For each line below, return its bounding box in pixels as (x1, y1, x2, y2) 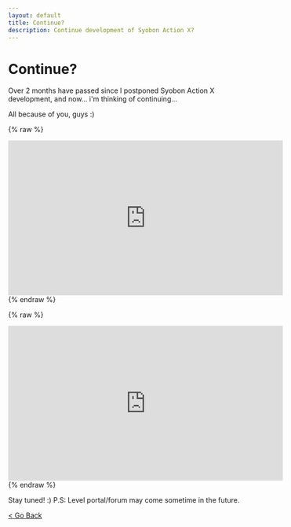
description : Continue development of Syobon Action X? (8, 26, 195, 34)
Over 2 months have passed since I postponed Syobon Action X (8, 86, 215, 95)
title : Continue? (8, 19, 65, 27)
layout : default (8, 11, 61, 20)
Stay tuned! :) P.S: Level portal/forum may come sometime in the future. (8, 496, 240, 505)
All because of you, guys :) (8, 109, 95, 119)
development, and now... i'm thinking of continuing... (8, 94, 178, 104)
